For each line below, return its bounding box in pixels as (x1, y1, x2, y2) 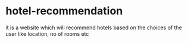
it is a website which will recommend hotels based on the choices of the (5, 24, 182, 31)
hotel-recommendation (5, 4, 123, 18)
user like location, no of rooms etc (5, 30, 89, 37)
